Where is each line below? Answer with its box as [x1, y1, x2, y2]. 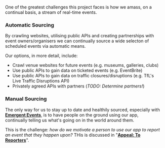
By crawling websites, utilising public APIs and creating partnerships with [5, 33, 154, 39]
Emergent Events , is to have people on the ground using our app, [5, 112, 139, 118]
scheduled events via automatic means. [5, 43, 86, 49]
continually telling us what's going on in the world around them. [5, 117, 134, 123]
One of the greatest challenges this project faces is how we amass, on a [5, 4, 152, 10]
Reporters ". [5, 137, 30, 143]
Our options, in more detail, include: [5, 53, 78, 59]
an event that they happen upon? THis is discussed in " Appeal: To [5, 132, 141, 138]
